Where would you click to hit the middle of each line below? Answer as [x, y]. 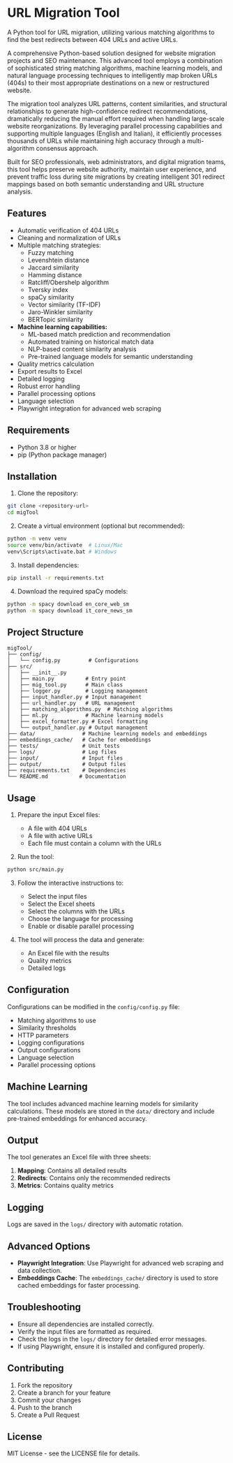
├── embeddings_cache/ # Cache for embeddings [79, 740]
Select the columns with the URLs [76, 911]
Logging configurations [51, 1043]
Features [27, 213]
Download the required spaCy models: [73, 591]
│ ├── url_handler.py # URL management [72, 703]
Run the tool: [36, 857]
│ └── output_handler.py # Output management [78, 728]
